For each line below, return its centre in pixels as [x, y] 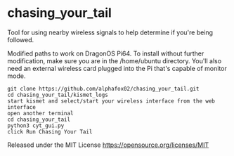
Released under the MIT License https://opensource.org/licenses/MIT [108, 145]
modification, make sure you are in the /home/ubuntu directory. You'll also [115, 60]
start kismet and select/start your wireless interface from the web [111, 101]
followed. [21, 39]
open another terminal [40, 113]
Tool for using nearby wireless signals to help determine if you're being [110, 32]
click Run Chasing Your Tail [50, 131]
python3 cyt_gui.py [36, 125]
